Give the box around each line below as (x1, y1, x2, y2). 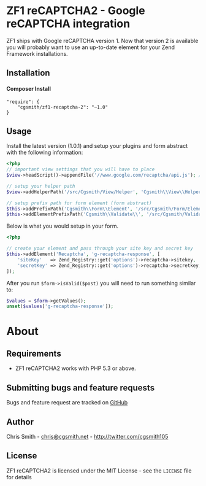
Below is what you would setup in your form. (6, 222, 119, 230)
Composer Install (6, 85, 51, 92)
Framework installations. (6, 50, 69, 57)
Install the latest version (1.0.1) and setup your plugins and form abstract (6, 142, 188, 150)
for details (6, 473, 32, 480)
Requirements (6, 348, 61, 359)
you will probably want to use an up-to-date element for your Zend (6, 44, 175, 51)
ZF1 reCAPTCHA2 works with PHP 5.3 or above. (15, 364, 136, 372)
